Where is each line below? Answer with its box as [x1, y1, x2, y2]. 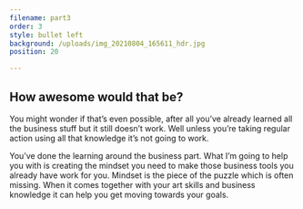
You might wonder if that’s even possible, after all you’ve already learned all [9, 113, 293, 124]
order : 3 [9, 22, 43, 31]
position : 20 [9, 47, 59, 57]
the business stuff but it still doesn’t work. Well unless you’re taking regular [9, 122, 291, 133]
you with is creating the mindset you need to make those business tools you [9, 160, 294, 171]
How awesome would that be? [9, 89, 184, 105]
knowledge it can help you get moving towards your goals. [9, 189, 229, 200]
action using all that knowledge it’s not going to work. [9, 132, 209, 143]
